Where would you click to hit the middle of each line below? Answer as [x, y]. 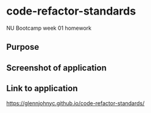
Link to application [42, 88]
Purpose [23, 47]
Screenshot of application [56, 68]
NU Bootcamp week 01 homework [49, 28]
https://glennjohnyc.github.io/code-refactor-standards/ [75, 103]
